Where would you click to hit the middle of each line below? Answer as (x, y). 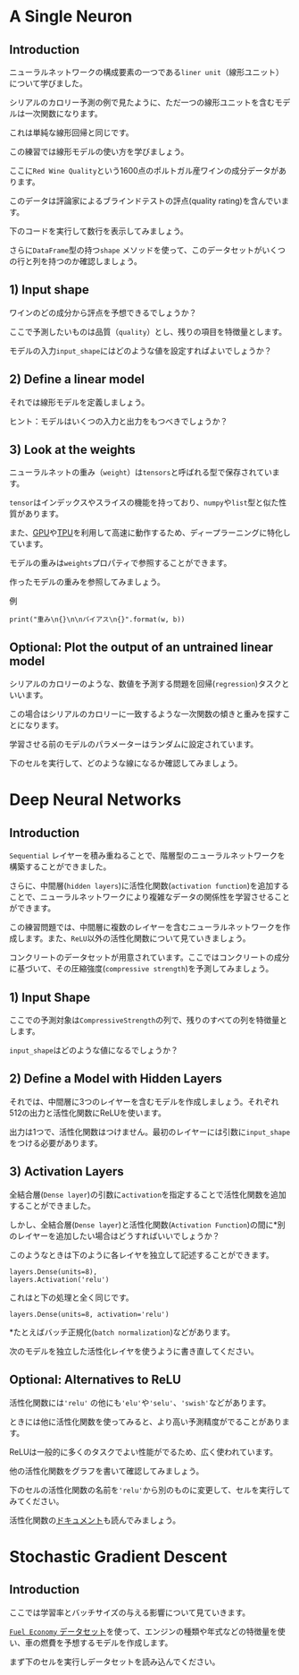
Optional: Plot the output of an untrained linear (141, 647)
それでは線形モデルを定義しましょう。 (79, 402)
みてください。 (37, 1500)
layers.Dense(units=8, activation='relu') (89, 1314)
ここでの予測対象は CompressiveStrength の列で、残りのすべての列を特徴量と (148, 1020)
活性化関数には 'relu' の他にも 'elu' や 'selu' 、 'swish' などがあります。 (140, 1402)
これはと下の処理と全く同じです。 (71, 1297)
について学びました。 (48, 83)
